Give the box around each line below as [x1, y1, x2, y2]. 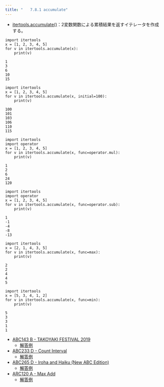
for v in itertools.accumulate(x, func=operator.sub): [5, 202, 121, 207]
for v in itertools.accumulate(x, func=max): [5, 249, 100, 255]
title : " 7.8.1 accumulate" [5, 7, 68, 12]
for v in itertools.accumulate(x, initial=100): [5, 94, 107, 99]
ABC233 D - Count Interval [12, 347, 67, 354]
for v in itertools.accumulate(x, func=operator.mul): [5, 150, 121, 155]
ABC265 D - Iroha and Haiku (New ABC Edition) [12, 359, 110, 365]
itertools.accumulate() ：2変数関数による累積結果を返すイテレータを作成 [12, 21, 159, 27]
